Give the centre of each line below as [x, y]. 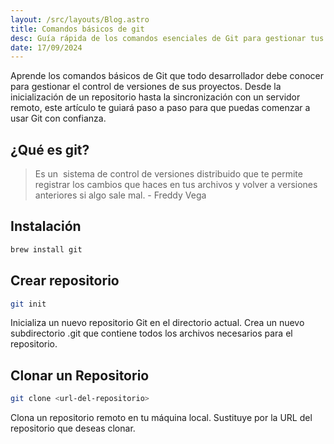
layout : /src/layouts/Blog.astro [80, 19]
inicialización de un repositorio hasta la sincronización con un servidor [155, 97]
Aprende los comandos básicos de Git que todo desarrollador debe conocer [167, 76]
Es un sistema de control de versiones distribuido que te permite [168, 174]
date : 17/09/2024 [46, 47]
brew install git [46, 249]
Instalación [46, 226]
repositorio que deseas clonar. [73, 428]
